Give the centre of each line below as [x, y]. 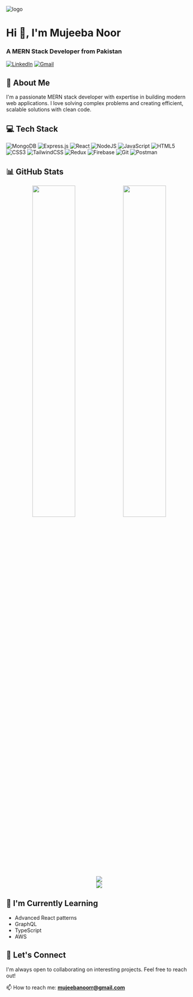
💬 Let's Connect [36, 955]
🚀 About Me [28, 83]
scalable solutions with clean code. [49, 110]
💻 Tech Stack [32, 129]
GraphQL [26, 924]
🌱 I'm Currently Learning [52, 903]
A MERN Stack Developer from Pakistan [64, 51]
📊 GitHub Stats [35, 171]
